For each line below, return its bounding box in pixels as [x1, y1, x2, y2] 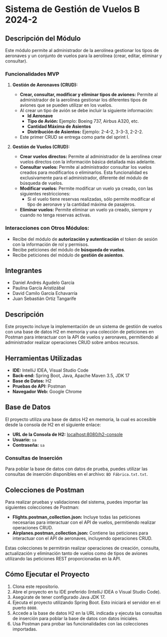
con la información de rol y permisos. [12, 241, 89, 247]
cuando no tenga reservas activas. [19, 212, 91, 218]
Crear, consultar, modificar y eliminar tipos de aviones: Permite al [19, 92, 158, 98]
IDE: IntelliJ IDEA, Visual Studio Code [12, 367, 89, 374]
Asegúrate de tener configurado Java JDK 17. [12, 594, 106, 600]
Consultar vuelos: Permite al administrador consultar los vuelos [19, 164, 152, 170]
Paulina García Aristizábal [12, 285, 65, 291]
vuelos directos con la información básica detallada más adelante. [19, 159, 156, 165]
